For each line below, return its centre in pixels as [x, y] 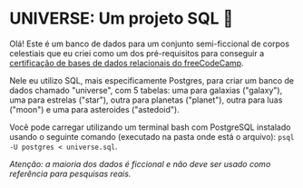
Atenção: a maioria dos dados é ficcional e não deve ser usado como [140, 163]
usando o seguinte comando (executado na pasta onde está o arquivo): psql [152, 136]
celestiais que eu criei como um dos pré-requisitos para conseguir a [137, 53]
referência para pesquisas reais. [70, 173]
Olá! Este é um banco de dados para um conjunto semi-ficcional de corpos [150, 44]
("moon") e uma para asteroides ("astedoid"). [94, 109]
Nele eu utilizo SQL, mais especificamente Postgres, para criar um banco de [152, 80]
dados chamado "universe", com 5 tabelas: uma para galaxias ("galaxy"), [146, 90]
